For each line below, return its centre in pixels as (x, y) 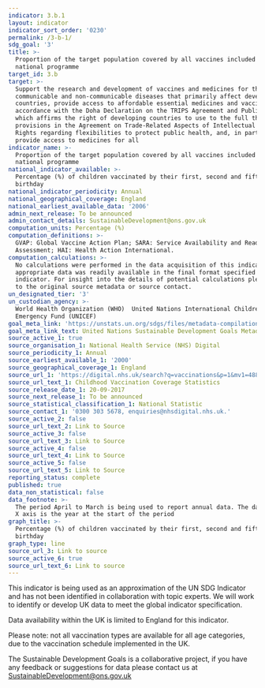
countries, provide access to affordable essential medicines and (127, 103)
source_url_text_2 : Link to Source (67, 426)
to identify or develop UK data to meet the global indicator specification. (125, 605)
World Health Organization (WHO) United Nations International (123, 308)
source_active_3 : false (47, 434)
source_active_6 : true (45, 558)
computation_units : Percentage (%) (67, 228)
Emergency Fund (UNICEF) (56, 316)
